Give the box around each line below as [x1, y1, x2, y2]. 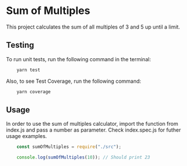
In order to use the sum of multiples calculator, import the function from [6, 121, 178, 128]
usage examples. [6, 133, 47, 140]
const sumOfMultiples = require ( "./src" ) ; [16, 144, 122, 150]
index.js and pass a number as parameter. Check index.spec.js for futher [6, 126, 181, 133]
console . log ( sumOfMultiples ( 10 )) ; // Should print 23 [16, 154, 150, 161]
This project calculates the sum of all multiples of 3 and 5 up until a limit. [6, 23, 180, 30]
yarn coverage [16, 89, 51, 94]
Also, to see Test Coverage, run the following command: [6, 77, 141, 84]
